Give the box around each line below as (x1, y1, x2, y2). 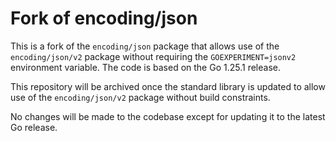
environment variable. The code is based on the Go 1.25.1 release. (10, 61, 281, 73)
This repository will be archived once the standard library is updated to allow (10, 80, 326, 92)
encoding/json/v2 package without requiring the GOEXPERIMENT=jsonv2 (10, 50, 297, 62)
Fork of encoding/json (10, 7, 198, 30)
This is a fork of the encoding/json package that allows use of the (10, 40, 280, 52)
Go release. (10, 121, 58, 133)
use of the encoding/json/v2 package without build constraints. (10, 91, 271, 103)
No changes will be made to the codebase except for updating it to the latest (10, 110, 326, 122)
